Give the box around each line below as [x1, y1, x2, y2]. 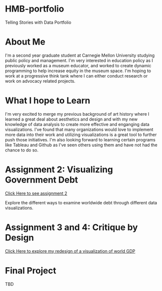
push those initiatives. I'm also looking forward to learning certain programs [5, 137, 156, 142]
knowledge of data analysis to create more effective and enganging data [5, 121, 150, 127]
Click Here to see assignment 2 [5, 190, 68, 196]
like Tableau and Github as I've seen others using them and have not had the [5, 142, 158, 148]
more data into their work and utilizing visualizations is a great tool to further [5, 132, 157, 138]
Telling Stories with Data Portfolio [5, 19, 72, 25]
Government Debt [5, 174, 78, 185]
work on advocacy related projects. [5, 78, 76, 84]
